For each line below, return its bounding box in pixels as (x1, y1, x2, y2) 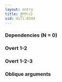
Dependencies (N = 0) (5, 32, 58, 39)
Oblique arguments (5, 71, 51, 78)
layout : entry (5, 7, 34, 12)
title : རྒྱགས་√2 (5, 12, 33, 16)
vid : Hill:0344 (5, 16, 36, 21)
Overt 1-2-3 (5, 58, 33, 65)
